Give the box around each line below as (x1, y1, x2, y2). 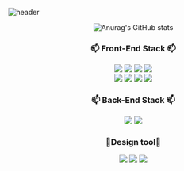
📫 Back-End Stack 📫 (90, 95, 176, 106)
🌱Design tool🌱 (105, 136, 161, 147)
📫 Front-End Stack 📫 (90, 43, 176, 54)
